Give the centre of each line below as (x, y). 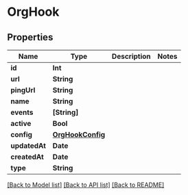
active (21, 123)
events (22, 112)
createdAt (27, 157)
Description (131, 56)
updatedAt (28, 146)
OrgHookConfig (79, 134)
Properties (30, 37)
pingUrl (23, 90)
